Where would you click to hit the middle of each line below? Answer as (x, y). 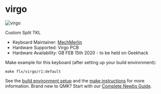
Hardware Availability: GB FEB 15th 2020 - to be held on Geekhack (80, 53)
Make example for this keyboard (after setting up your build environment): (81, 62)
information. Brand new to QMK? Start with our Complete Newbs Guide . (79, 86)
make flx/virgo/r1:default (33, 71)
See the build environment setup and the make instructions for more (75, 81)
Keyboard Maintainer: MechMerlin (47, 42)
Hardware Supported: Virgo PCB (45, 47)
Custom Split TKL (23, 32)
